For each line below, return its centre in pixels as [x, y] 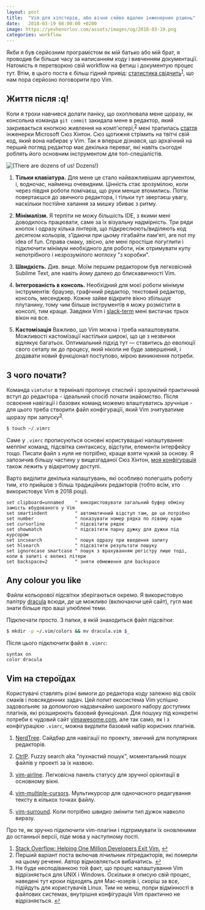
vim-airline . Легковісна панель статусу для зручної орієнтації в [97, 775]
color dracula [24, 660]
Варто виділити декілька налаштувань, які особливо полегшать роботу [99, 478]
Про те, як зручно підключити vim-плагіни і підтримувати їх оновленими [101, 830]
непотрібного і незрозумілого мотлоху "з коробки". [82, 255]
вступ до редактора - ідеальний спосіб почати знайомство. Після [92, 396]
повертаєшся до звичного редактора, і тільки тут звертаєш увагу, [102, 197]
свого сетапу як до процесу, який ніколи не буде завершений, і [98, 349]
